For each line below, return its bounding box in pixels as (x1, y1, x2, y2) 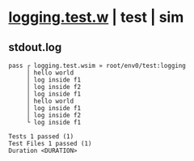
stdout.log (8, 40, 62, 54)
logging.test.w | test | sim (8, 8, 184, 27)
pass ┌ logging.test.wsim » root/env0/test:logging (8, 61, 186, 70)
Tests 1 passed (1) (8, 133, 74, 141)
